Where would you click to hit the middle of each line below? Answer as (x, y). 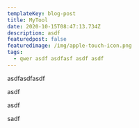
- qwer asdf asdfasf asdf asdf (59, 59)
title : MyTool (28, 20)
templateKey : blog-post (42, 13)
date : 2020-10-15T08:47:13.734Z (54, 26)
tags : (15, 53)
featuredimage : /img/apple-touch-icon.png (69, 46)
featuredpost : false (37, 39)
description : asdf (34, 33)
